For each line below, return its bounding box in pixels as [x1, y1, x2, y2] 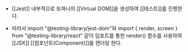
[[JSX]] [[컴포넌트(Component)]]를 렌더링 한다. [11, 40, 122, 46]
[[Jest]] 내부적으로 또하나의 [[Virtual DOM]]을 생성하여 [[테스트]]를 [11, 5, 167, 12]
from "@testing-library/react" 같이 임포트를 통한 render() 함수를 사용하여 [11, 32, 182, 39]
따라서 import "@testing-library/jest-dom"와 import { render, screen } [11, 25, 178, 32]
